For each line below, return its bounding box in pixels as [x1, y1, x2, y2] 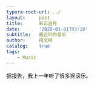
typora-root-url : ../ [6, 9, 61, 15]
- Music [17, 54, 36, 61]
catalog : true [6, 43, 50, 50]
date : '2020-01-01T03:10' [6, 26, 88, 32]
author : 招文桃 [6, 37, 53, 43]
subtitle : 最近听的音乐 [6, 32, 67, 38]
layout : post [6, 15, 50, 21]
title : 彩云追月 [6, 20, 58, 26]
